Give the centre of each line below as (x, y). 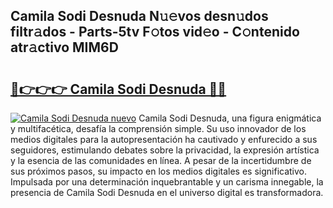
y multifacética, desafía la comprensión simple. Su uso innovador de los (158, 128)
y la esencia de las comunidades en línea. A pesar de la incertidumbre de (161, 160)
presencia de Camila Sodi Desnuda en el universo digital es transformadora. (167, 192)
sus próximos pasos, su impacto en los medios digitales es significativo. (159, 171)
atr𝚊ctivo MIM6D (64, 47)
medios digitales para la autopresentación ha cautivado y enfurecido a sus (164, 139)
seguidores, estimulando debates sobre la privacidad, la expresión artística (165, 150)
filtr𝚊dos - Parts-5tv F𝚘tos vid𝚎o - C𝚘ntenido (155, 32)
